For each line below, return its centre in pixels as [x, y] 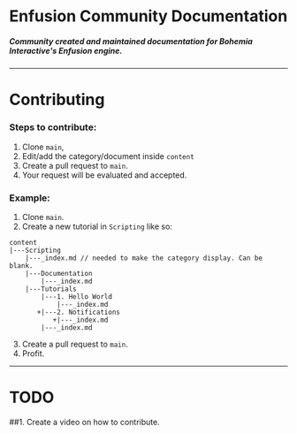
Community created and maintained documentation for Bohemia [131, 41]
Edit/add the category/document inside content [108, 156]
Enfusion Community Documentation [148, 16]
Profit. [33, 353]
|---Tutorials [51, 289]
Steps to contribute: [53, 127]
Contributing [57, 100]
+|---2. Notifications [79, 312]
